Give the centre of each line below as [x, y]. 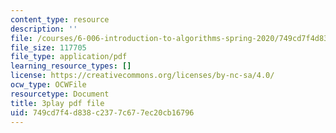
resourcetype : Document [60, 94]
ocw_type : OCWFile [48, 85]
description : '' [44, 29]
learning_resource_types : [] [71, 66]
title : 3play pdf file [57, 103]
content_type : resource [60, 19]
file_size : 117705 [48, 47]
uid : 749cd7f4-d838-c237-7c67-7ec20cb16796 [102, 112]
